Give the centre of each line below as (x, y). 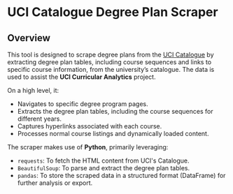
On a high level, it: (33, 90)
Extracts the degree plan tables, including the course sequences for (115, 111)
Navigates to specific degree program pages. (83, 104)
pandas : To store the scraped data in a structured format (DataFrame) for (121, 176)
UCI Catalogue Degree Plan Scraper (113, 12)
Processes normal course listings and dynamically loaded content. (113, 134)
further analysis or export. (55, 183)
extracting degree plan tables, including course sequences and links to (110, 62)
